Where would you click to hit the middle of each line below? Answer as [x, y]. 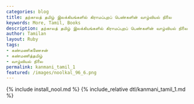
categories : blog [28, 12]
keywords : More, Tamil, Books [44, 23]
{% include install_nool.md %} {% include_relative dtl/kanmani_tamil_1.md [96, 89]
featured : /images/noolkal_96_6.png [51, 73]
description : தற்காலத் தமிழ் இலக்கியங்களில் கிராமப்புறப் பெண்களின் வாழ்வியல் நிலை [97, 28]
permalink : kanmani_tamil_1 [41, 67]
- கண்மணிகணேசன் [27, 51]
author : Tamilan [26, 34]
